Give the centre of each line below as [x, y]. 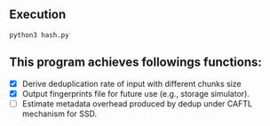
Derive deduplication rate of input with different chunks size [131, 83]
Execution [38, 15]
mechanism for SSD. [60, 114]
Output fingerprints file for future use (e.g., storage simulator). [136, 93]
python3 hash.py [39, 35]
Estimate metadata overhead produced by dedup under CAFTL [137, 103]
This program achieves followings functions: [135, 63]
